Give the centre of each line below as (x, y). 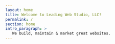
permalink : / (19, 19)
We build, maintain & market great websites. (61, 33)
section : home (20, 24)
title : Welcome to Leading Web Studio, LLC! (53, 15)
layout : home (19, 10)
